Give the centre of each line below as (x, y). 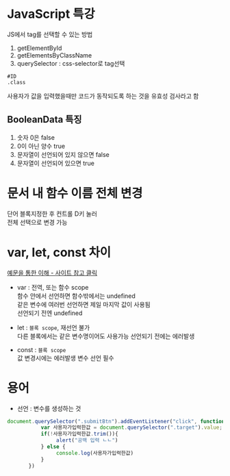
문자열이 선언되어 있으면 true (55, 163)
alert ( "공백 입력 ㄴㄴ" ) (87, 440)
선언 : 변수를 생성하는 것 (49, 408)
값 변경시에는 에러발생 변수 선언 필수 (65, 358)
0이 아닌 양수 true (41, 146)
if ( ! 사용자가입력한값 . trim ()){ (79, 434)
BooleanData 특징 (44, 120)
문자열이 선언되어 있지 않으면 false (63, 154)
